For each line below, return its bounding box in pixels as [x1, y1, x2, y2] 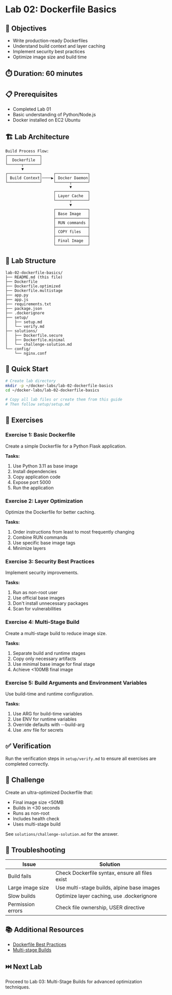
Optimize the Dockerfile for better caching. [5, 509, 96, 515]
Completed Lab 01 [12, 106, 51, 112]
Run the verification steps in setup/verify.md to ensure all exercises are [5, 755, 157, 761]
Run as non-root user [12, 589, 58, 596]
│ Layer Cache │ [53, 194, 91, 199]
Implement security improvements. [5, 569, 79, 576]
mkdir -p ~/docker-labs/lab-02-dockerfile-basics [5, 383, 114, 388]
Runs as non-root [12, 810, 50, 816]
